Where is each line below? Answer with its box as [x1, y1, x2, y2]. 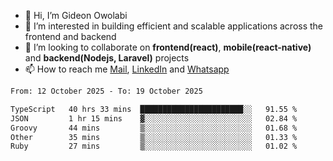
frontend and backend [24, 31, 117, 42]
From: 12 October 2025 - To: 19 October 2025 [10, 86, 203, 96]
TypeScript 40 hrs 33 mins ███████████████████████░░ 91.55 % [10, 104, 298, 114]
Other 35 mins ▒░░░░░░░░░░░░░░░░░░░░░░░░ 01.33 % [10, 132, 298, 142]
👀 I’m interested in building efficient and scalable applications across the [24, 20, 324, 32]
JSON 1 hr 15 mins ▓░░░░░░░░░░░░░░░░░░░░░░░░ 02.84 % [10, 113, 298, 124]
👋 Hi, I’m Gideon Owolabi [24, 10, 128, 21]
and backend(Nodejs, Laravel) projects [24, 52, 190, 64]
